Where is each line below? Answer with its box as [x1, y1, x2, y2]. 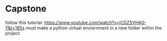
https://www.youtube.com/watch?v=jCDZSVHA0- [44, 19, 146, 25]
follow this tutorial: [5, 19, 43, 25]
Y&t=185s [5, 24, 25, 30]
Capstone [5, 3, 46, 14]
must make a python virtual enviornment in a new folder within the [25, 24, 162, 30]
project [5, 30, 20, 36]
